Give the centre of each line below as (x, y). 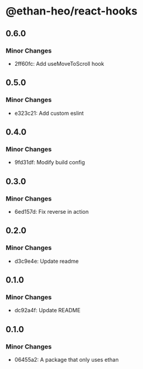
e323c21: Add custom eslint (49, 113)
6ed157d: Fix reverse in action (51, 211)
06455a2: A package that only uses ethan (66, 360)
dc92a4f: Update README (47, 310)
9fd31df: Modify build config (49, 162)
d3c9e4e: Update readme (46, 261)
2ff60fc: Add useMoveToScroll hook (59, 63)
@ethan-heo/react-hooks (71, 11)
